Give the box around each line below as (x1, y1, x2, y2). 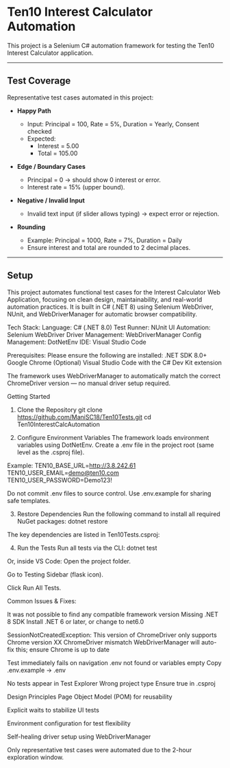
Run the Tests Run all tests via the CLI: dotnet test (16, 544, 157, 552)
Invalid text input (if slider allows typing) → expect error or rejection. (27, 209, 220, 218)
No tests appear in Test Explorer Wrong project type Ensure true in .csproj (7, 679, 216, 687)
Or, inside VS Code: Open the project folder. (7, 557, 131, 565)
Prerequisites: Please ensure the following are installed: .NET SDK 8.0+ (7, 351, 207, 359)
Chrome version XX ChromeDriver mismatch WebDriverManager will (7, 638, 200, 646)
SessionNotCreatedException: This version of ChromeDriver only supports (7, 631, 217, 639)
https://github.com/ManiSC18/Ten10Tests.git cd (16, 412, 152, 421)
